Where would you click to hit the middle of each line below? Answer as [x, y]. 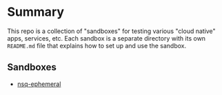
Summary [36, 12]
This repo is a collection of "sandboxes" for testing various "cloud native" [111, 31]
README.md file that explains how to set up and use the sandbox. [97, 45]
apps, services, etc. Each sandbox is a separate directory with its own [106, 38]
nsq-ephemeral [39, 84]
